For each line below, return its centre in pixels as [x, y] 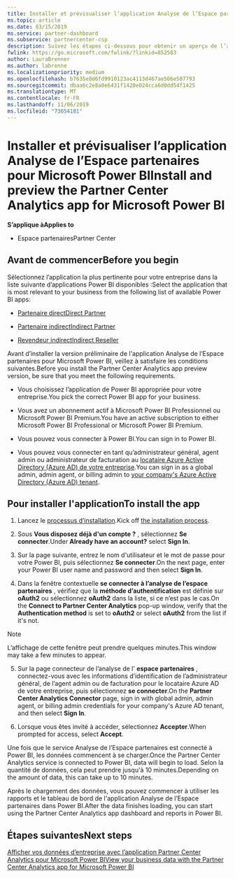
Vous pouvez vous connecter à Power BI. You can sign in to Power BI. [117, 438]
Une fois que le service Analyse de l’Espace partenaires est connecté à [110, 748]
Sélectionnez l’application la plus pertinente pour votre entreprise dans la [113, 277]
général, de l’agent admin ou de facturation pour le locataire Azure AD [118, 684]
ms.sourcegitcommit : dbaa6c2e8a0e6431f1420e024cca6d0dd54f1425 [101, 85]
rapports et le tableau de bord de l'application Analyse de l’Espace [103, 798]
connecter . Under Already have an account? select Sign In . [104, 542]
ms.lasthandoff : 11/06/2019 [48, 105]
